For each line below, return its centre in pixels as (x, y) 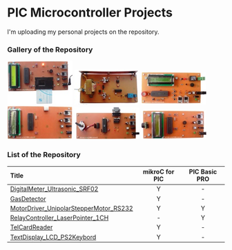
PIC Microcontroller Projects (90, 13)
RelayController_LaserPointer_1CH (59, 218)
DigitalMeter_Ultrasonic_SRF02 (54, 189)
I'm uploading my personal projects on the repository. (84, 32)
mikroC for (158, 172)
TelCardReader (31, 227)
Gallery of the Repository (50, 50)
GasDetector (28, 198)
